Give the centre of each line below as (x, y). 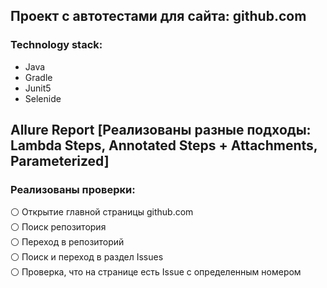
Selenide (43, 98)
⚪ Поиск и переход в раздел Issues (87, 257)
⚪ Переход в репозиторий (67, 242)
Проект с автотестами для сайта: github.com (158, 16)
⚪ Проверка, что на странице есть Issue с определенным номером (156, 272)
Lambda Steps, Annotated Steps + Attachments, (164, 145)
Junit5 (38, 88)
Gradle (38, 77)
